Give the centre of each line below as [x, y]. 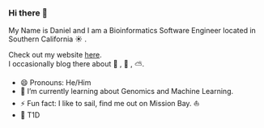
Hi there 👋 [28, 13]
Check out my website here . [55, 55]
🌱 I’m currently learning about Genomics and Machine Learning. [127, 92]
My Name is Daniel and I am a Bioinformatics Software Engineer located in [132, 31]
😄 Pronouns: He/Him [55, 83]
